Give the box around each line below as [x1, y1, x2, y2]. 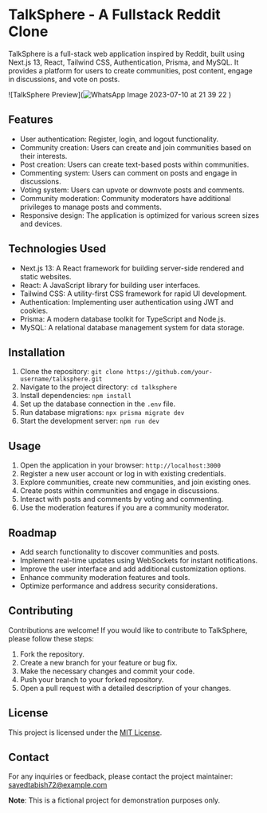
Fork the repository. [19, 649, 85, 659]
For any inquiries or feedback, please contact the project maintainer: [8, 772, 234, 781]
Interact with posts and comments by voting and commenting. [19, 495, 224, 504]
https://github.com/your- [126, 369, 213, 377]
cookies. [19, 306, 49, 315]
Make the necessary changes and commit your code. [19, 666, 195, 676]
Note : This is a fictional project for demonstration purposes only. [8, 795, 221, 805]
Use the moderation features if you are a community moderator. [19, 503, 230, 512]
